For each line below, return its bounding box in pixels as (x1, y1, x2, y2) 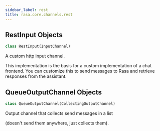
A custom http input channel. (5, 53, 65, 59)
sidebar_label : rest (5, 7, 49, 13)
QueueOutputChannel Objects (5, 88, 102, 96)
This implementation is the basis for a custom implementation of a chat (5, 63, 152, 69)
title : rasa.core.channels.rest (5, 12, 73, 17)
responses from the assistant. (5, 73, 67, 79)
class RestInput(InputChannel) (5, 44, 71, 49)
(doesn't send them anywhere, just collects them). (5, 120, 109, 126)
